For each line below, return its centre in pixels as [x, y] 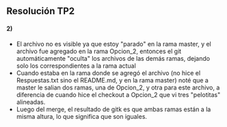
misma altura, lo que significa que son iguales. [82, 116]
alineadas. [31, 102]
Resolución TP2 [41, 11]
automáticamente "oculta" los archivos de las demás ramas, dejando [113, 58]
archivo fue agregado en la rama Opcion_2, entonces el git [99, 51]
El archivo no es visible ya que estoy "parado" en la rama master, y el [113, 44]
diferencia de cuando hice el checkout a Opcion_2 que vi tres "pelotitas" [118, 94]
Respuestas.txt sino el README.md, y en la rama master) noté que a [112, 80]
